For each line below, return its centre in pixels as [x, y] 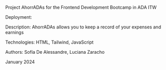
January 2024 [20, 62]
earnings [15, 32]
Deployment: [19, 17]
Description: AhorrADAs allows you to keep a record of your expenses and [83, 27]
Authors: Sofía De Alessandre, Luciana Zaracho [55, 52]
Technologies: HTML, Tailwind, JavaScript [49, 42]
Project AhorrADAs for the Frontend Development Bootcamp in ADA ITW [81, 7]
